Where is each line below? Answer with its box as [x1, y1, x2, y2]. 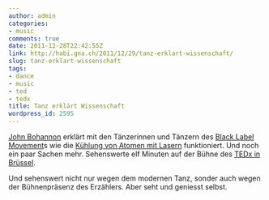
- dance [8, 72, 35, 80]
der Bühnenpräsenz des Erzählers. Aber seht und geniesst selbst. [8, 182, 228, 191]
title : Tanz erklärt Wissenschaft [8, 102, 126, 110]
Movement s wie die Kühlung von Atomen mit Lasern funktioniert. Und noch [8, 141, 259, 150]
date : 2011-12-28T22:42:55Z [8, 42, 104, 50]
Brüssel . [8, 158, 36, 167]
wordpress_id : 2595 [8, 110, 75, 118]
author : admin [8, 11, 57, 20]
